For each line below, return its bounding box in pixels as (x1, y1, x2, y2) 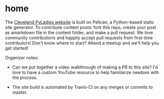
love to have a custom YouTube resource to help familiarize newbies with (12, 69, 160, 75)
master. (12, 89, 28, 95)
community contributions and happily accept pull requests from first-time (5, 35, 153, 41)
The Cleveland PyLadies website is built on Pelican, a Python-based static (5, 19, 155, 25)
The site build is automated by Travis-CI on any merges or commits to (12, 84, 153, 90)
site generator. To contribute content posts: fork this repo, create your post (5, 24, 156, 30)
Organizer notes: (5, 54, 39, 60)
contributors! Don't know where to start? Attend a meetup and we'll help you (5, 40, 159, 46)
